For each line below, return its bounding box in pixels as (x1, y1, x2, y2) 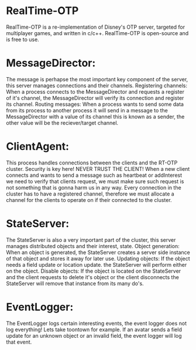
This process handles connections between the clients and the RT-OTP (6, 159, 178, 166)
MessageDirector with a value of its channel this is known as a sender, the (6, 113, 185, 120)
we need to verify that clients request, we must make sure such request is (6, 177, 184, 185)
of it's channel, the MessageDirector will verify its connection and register (6, 94, 184, 101)
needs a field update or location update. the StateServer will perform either (6, 261, 187, 268)
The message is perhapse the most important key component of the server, (6, 76, 188, 83)
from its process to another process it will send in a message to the (6, 107, 169, 114)
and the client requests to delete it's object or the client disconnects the (6, 273, 180, 280)
